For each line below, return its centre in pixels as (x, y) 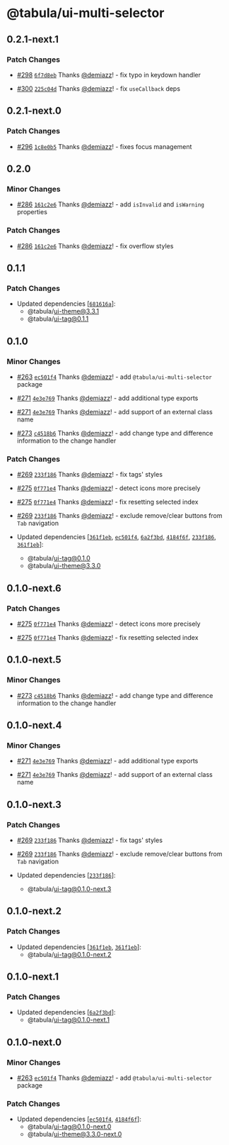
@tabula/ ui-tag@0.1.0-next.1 (69, 1020)
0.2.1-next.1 (33, 39)
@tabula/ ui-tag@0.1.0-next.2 (69, 954)
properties (32, 212)
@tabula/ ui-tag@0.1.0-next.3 (69, 889)
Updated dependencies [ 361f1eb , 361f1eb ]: (79, 947)
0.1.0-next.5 (34, 660)
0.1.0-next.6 (34, 588)
